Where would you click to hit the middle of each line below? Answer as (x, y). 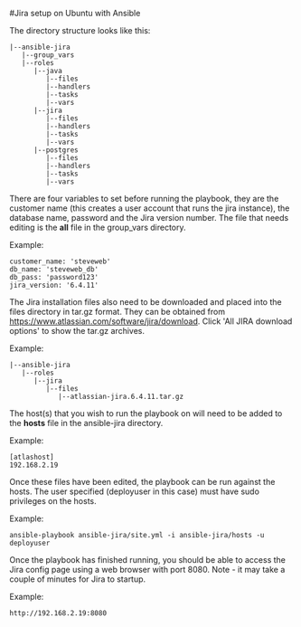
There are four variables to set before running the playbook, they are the (144, 199)
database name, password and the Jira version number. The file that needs (149, 218)
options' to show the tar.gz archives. (77, 331)
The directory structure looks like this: (80, 30)
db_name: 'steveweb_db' (54, 270)
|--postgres (56, 150)
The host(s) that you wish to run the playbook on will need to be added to (146, 413)
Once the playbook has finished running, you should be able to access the (148, 560)
